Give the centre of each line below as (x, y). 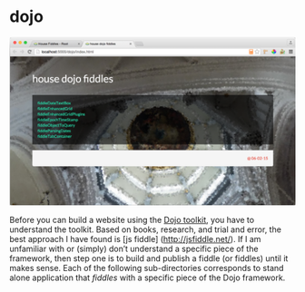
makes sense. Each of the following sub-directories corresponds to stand (147, 268)
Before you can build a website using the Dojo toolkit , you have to (132, 220)
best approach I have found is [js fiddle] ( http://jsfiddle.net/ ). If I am (135, 239)
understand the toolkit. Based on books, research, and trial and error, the (145, 229)
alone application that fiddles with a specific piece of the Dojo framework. (148, 277)
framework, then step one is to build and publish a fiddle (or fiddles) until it (149, 258)
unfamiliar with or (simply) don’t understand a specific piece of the (134, 249)
